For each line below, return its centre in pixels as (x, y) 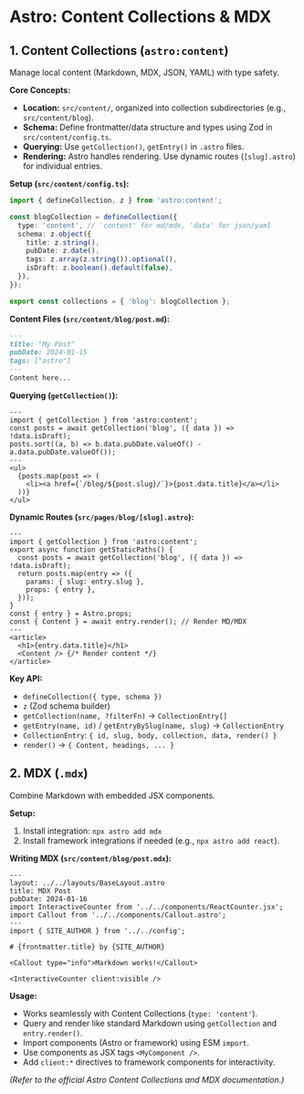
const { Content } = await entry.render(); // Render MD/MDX (128, 621)
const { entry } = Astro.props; (71, 614)
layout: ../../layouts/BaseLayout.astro (88, 883)
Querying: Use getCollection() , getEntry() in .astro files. (133, 147)
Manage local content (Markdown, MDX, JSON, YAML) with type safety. (145, 72)
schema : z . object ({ (55, 234)
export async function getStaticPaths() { (91, 550)
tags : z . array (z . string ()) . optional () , (102, 259)
